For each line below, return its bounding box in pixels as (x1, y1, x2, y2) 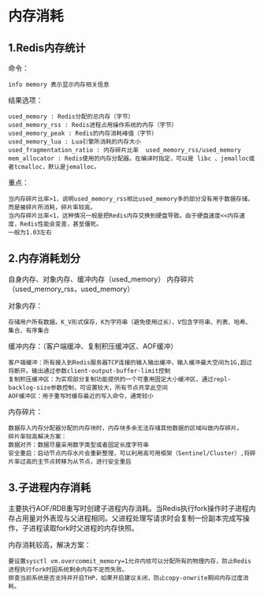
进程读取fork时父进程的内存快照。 (28, 523, 139, 532)
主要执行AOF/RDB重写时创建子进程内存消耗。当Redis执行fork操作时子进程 (8, 503, 250, 513)
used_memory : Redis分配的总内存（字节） (8, 113, 134, 121)
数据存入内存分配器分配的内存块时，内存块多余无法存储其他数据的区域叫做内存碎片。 (8, 423, 243, 432)
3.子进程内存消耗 (8, 481, 91, 494)
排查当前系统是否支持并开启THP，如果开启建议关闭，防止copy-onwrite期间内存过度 (8, 573, 243, 582)
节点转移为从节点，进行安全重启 (43, 457, 132, 465)
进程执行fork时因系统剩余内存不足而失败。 (8, 565, 128, 573)
